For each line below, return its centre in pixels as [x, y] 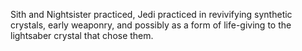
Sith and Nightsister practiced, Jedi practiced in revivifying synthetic [151, 14]
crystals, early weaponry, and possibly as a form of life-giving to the [151, 25]
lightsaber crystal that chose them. [82, 35]
